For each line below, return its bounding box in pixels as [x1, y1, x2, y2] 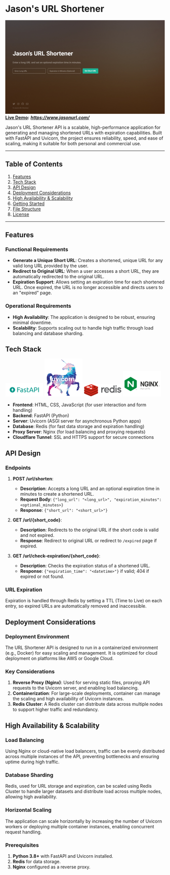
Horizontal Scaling [5, 806, 52, 814]
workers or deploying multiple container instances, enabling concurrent [5, 823, 154, 829]
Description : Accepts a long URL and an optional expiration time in [20, 485, 160, 492]
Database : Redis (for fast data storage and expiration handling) [12, 424, 145, 430]
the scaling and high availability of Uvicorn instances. [12, 696, 124, 702]
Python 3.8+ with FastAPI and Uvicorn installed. [12, 853, 113, 859]
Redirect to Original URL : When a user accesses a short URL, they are [12, 268, 159, 274]
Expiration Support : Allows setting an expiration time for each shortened [12, 279, 165, 285]
